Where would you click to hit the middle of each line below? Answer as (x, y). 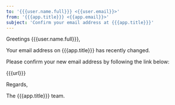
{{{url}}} (16, 73)
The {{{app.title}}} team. (36, 96)
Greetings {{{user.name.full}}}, (43, 39)
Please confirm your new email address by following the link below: (88, 62)
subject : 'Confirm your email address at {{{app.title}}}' (80, 22)
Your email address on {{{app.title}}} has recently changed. (78, 50)
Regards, (17, 84)
